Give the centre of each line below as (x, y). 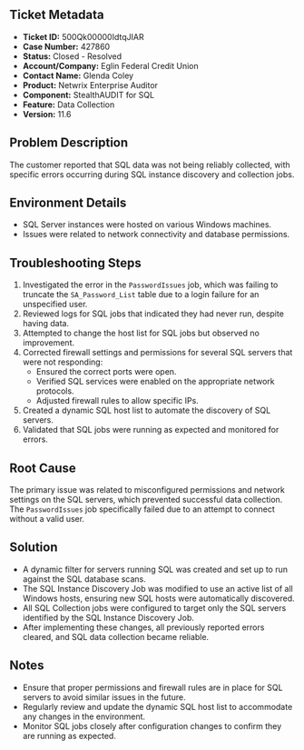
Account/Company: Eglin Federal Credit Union (111, 65)
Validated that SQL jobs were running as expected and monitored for (151, 430)
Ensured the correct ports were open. (106, 372)
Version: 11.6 (47, 114)
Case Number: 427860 (66, 46)
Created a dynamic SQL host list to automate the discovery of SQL (147, 410)
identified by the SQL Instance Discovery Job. (108, 617)
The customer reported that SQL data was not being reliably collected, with (150, 165)
